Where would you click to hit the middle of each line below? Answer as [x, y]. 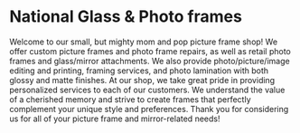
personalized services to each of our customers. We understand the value [147, 90]
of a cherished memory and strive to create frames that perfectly [130, 99]
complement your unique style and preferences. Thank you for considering [149, 109]
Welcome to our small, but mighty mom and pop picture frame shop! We [144, 42]
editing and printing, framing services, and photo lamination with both [139, 71]
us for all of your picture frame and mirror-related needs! [115, 119]
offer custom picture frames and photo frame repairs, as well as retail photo [150, 51]
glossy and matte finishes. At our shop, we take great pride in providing [142, 80]
